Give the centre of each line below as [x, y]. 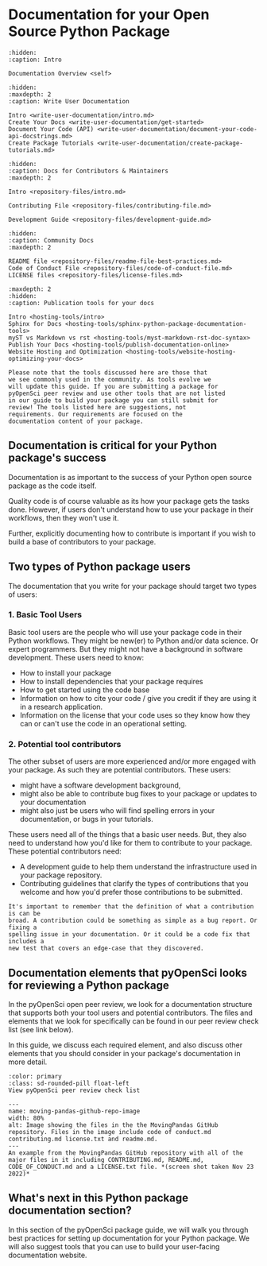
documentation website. [48, 1255]
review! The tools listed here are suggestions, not [97, 407]
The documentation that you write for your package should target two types [132, 586]
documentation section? [70, 1211]
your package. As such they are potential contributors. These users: [120, 770]
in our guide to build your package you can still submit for [113, 400]
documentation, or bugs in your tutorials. [86, 819]
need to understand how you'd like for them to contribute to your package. [130, 843]
